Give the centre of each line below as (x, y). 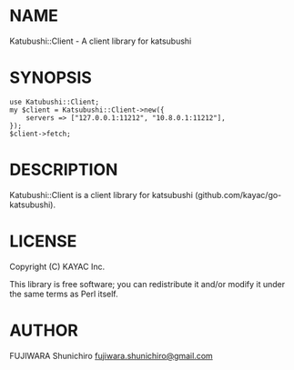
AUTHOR (44, 330)
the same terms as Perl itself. (64, 294)
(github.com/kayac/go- (238, 195)
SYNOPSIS (51, 78)
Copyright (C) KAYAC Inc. (57, 266)
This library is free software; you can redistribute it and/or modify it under (147, 284)
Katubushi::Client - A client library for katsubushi (101, 41)
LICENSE (43, 241)
